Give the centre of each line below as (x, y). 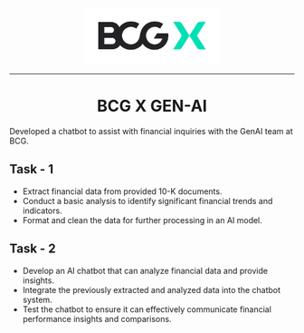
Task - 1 (32, 169)
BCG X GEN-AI (152, 106)
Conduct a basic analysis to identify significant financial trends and (147, 201)
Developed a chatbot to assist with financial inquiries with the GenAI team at (151, 131)
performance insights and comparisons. (97, 318)
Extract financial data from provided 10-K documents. (122, 191)
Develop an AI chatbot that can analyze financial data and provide (145, 270)
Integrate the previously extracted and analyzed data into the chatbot (152, 289)
